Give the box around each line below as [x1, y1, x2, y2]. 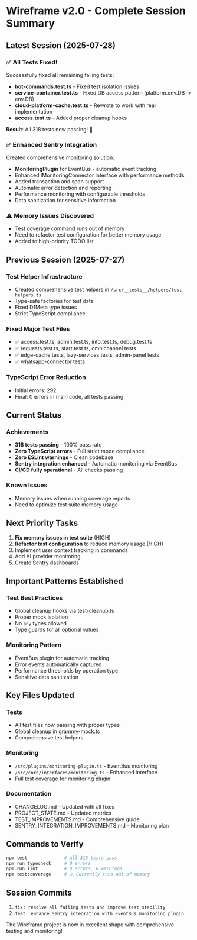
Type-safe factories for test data [14, 298, 94, 305]
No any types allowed [14, 620, 67, 627]
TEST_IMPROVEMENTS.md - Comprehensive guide [14, 815, 140, 823]
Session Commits [6, 887, 73, 897]
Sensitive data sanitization [14, 673, 78, 680]
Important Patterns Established [6, 576, 124, 586]
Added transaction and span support [14, 178, 104, 185]
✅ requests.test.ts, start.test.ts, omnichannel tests [14, 345, 137, 352]
